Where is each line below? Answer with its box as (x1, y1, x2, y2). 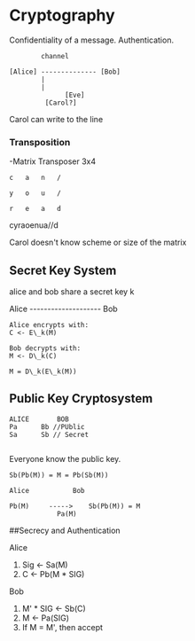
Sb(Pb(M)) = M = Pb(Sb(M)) (9, 471, 109, 480)
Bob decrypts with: (9, 344, 82, 353)
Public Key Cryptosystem (9, 391, 153, 406)
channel (41, 51, 69, 60)
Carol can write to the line (9, 113, 104, 124)
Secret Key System (9, 262, 117, 278)
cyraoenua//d (9, 220, 59, 231)
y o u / (9, 189, 62, 198)
